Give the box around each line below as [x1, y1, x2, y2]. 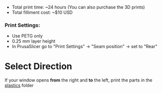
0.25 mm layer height [11, 38, 56, 44]
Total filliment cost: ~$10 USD [11, 9, 73, 15]
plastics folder [4, 83, 34, 89]
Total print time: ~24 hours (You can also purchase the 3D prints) [11, 4, 145, 10]
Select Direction [4, 61, 73, 72]
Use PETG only [11, 33, 43, 39]
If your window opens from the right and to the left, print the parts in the [4, 77, 153, 83]
